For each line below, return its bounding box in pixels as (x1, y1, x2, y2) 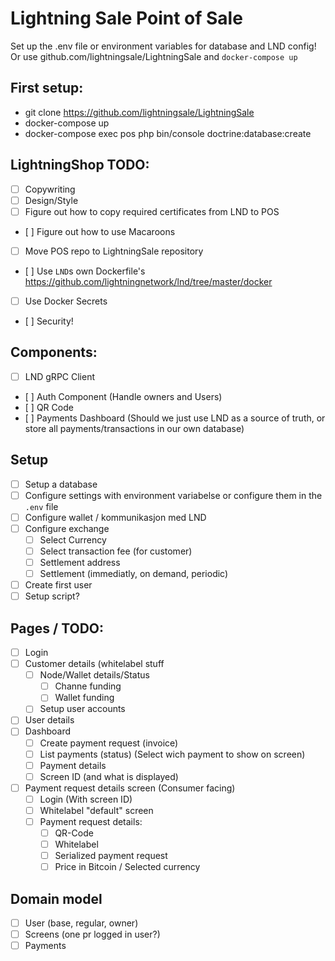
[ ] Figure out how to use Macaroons (24, 225, 176, 237)
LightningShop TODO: (10, 157, 150, 174)
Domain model (10, 890, 103, 907)
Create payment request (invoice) (39, 737, 179, 749)
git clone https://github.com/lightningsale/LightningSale (24, 106, 255, 118)
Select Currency (39, 533, 107, 546)
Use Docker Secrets (24, 295, 108, 307)
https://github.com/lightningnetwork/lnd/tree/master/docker (24, 275, 273, 287)
